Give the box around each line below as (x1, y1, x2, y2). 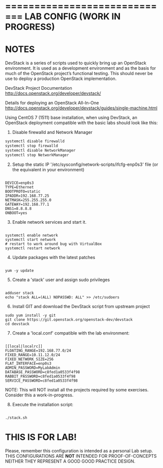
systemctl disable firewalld (5, 139, 65, 144)
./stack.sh (5, 415, 27, 420)
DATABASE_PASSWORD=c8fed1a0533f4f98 (5, 369, 80, 374)
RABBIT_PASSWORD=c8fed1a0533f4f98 (5, 374, 76, 379)
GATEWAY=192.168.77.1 (5, 202, 50, 207)
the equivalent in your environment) (12, 166, 84, 172)
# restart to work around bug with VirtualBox (5, 241, 102, 246)
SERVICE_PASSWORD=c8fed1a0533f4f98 (5, 378, 78, 383)
